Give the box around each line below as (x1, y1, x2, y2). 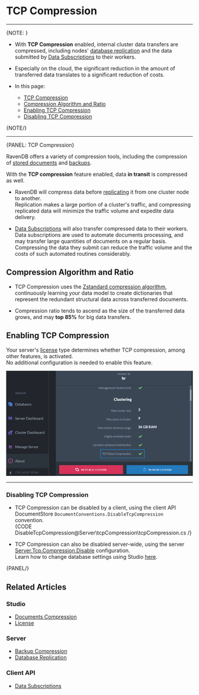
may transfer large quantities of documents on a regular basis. (14, 237, 167, 244)
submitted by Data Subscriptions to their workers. (14, 53, 136, 60)
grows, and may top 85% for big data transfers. (14, 313, 131, 320)
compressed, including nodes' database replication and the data (14, 47, 172, 54)
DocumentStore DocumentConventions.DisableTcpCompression (14, 510, 164, 517)
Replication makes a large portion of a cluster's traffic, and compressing (14, 201, 191, 208)
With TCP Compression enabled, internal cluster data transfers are (14, 40, 179, 48)
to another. (14, 194, 41, 202)
